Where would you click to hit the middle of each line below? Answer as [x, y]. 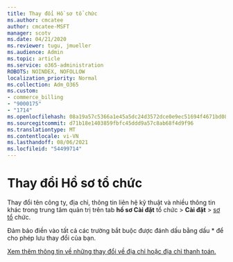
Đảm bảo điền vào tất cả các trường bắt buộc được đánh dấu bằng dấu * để [115, 230]
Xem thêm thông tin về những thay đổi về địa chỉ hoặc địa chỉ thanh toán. [112, 251]
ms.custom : [23, 91]
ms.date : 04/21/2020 [37, 40]
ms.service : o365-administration [55, 65]
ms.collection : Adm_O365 [43, 85]
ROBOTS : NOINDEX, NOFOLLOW [46, 71]
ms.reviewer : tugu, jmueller [49, 46]
